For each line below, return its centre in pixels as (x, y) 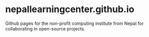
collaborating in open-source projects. (45, 28)
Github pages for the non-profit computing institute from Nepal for (74, 23)
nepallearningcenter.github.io (70, 9)
